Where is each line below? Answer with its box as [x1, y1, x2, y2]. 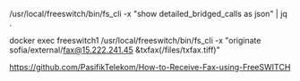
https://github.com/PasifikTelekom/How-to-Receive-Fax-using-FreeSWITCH [9, 62, 291, 72]
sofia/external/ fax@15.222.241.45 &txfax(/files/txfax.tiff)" [9, 45, 221, 55]
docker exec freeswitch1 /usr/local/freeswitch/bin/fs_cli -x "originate [9, 36, 261, 45]
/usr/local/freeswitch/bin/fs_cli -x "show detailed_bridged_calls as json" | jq [9, 9, 288, 19]
